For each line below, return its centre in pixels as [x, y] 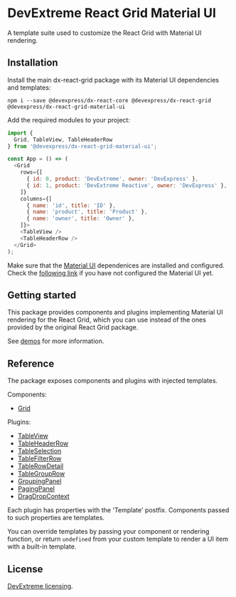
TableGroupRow [41, 474]
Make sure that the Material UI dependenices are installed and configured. [116, 265]
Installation [33, 63]
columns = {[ [36, 199]
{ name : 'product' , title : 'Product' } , [87, 212]
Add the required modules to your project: [69, 120]
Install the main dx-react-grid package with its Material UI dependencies [113, 80]
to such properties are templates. [56, 518]
